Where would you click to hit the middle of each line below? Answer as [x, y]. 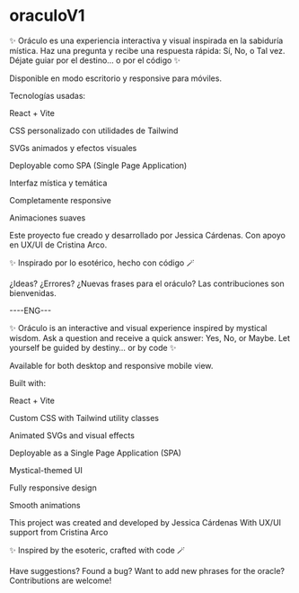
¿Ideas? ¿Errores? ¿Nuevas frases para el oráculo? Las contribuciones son [147, 283]
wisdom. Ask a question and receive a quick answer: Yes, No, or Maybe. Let [149, 337]
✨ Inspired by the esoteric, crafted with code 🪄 [97, 550]
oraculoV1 [47, 16]
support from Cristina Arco [59, 532]
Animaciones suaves [48, 218]
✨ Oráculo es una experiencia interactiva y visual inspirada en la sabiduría [146, 40]
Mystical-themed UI [46, 470]
